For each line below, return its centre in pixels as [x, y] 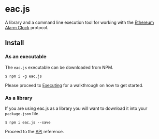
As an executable [26, 57]
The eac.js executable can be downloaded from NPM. [59, 67]
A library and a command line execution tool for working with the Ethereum [79, 22]
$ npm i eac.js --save [28, 122]
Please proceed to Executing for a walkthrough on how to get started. [74, 85]
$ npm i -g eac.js [23, 76]
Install [14, 43]
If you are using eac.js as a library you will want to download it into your [76, 108]
